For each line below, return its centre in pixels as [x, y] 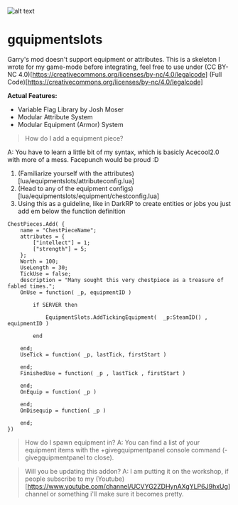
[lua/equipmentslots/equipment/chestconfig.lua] [88, 196]
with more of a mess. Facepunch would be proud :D [83, 159]
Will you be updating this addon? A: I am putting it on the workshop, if [126, 471]
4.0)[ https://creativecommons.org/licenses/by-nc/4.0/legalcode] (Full [120, 74]
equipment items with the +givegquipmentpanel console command [123, 450]
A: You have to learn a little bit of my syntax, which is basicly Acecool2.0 [113, 152]
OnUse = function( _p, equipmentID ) [76, 292]
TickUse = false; [46, 273]
